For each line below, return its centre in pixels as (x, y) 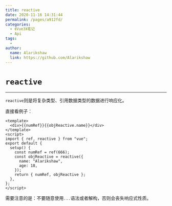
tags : (11, 39)
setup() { (20, 148)
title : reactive (23, 10)
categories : (18, 24)
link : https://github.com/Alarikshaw (50, 58)
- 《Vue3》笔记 (22, 29)
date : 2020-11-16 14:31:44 (34, 15)
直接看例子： (19, 111)
